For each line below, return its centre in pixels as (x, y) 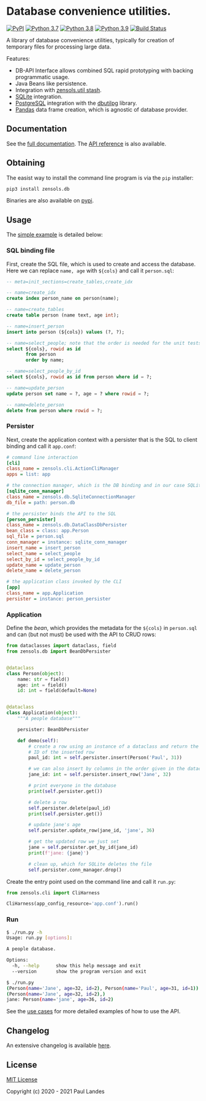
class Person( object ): (35, 673)
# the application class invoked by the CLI (64, 582)
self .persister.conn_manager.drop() (75, 870)
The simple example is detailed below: (55, 235)
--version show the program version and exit (79, 971)
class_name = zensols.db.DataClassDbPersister (67, 525)
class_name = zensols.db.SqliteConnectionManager (71, 497)
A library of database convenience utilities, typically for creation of (90, 40)
